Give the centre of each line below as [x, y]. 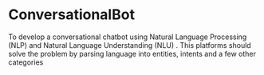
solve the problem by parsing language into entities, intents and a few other [132, 53]
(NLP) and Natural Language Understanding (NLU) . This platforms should [130, 45]
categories [26, 62]
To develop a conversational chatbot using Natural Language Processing [128, 37]
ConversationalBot [72, 15]
